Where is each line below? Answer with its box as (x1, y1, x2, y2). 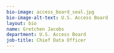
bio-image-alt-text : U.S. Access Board (6, 15, 108, 21)
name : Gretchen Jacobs (6, 26, 64, 32)
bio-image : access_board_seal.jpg (6, 9, 95, 15)
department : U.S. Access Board (6, 32, 86, 38)
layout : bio (6, 20, 37, 26)
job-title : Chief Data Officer (6, 37, 86, 43)
